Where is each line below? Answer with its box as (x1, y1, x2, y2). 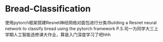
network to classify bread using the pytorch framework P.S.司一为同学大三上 (5, 25, 159, 31)
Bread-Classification (5, 3, 91, 14)
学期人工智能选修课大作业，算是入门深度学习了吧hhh (5, 31, 111, 37)
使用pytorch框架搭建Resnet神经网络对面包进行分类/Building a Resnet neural (5, 20, 157, 25)
